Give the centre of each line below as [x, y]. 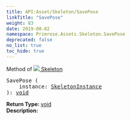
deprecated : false [29, 40]
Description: [22, 110]
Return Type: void [29, 104]
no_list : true [24, 46]
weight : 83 [20, 23]
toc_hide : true [25, 51]
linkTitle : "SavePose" [35, 17]
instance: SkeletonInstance [60, 86]
